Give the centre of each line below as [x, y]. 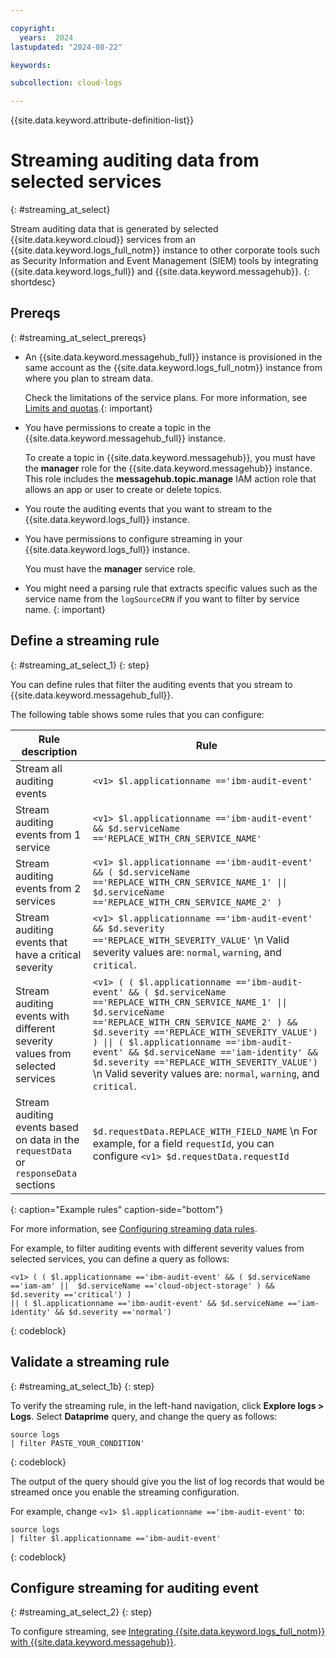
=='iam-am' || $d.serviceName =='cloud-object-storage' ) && [142, 1286]
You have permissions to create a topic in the [118, 427]
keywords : [31, 65]
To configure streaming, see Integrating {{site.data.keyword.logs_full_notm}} [168, 1632]
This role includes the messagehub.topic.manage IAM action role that [170, 478]
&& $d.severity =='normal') [113, 1312]
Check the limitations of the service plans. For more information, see [166, 397]
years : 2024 [46, 37]
